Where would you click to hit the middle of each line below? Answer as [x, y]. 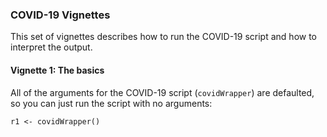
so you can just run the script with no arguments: [111, 103]
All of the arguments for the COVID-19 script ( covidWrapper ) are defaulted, [162, 92]
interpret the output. [51, 47]
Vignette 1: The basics [57, 70]
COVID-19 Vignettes [60, 15]
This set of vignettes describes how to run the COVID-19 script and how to [163, 37]
